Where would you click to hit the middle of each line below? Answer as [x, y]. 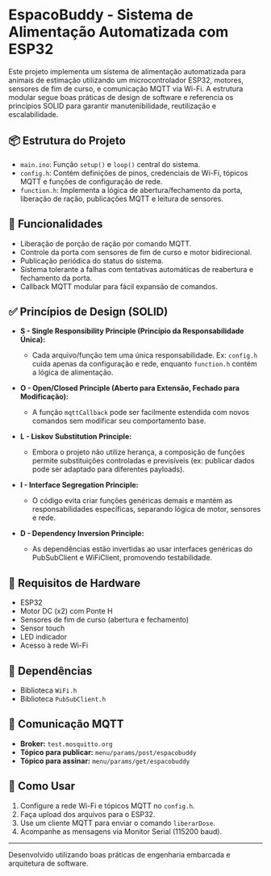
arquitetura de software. [48, 863]
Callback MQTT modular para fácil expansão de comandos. [119, 286]
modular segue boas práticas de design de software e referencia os [121, 97]
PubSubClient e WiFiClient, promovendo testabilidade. [122, 558]
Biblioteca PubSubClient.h [63, 699]
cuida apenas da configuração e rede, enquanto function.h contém [144, 364]
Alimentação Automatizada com [119, 32]
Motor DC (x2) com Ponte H [66, 611]
